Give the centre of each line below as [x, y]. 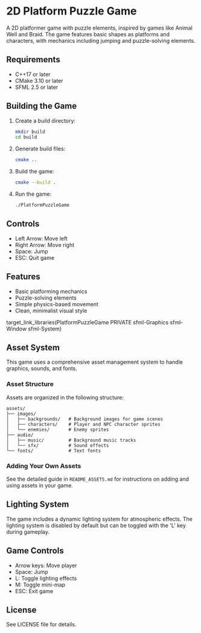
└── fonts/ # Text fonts [54, 451]
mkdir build [30, 132]
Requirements [33, 59]
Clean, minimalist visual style [51, 310]
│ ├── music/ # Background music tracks [71, 440]
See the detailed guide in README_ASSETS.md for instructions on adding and [97, 479]
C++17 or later [33, 74]
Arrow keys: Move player [46, 565]
